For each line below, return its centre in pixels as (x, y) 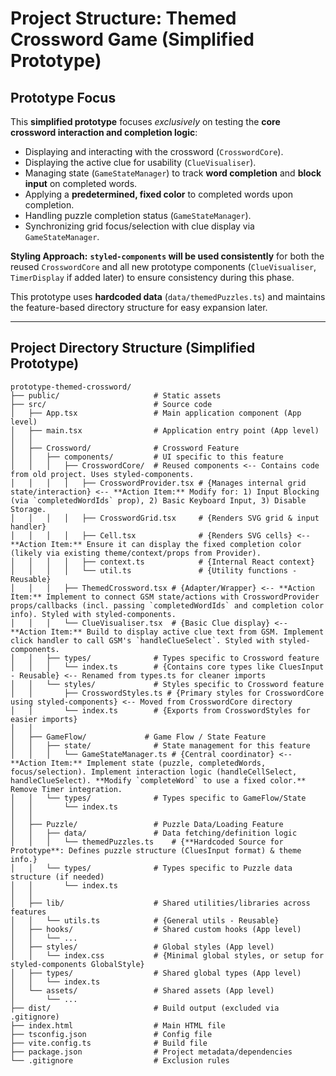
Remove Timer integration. (66, 789)
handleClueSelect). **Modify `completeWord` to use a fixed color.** (158, 780)
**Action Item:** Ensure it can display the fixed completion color (156, 544)
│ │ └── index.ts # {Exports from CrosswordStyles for (160, 710)
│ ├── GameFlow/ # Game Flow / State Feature (138, 737)
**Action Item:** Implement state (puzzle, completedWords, (138, 763)
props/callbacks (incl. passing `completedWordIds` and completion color (167, 605)
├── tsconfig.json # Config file (111, 1034)
